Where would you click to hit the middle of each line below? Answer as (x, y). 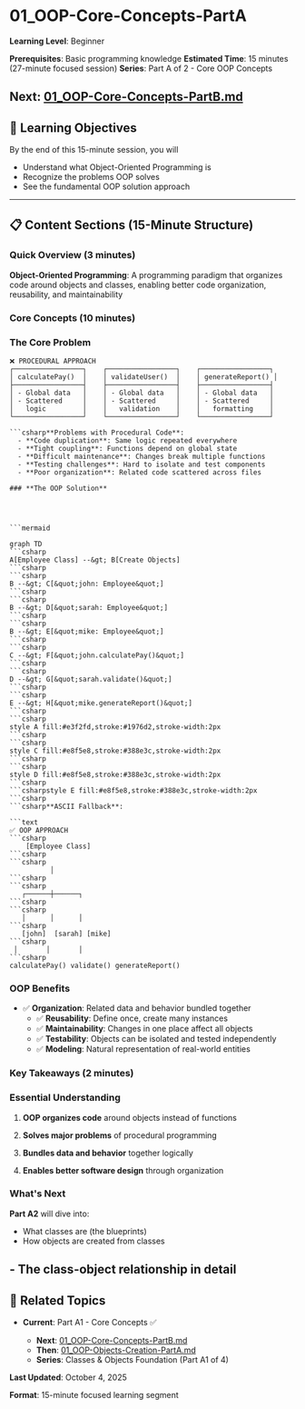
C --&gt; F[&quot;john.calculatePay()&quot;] (97, 655)
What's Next (38, 1194)
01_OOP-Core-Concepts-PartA (128, 16)
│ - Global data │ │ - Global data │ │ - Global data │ (142, 393)
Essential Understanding (65, 1098)
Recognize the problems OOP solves (91, 177)
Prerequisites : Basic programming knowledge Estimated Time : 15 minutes (149, 58)
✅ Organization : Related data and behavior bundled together (137, 1008)
